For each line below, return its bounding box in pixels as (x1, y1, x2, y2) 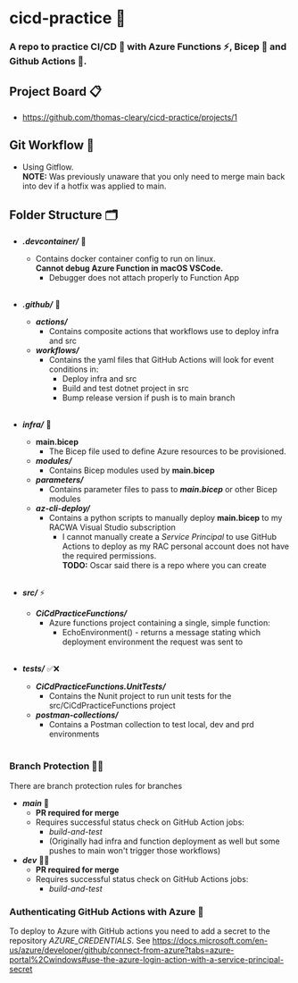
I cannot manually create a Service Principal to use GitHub (62, 531, 277, 542)
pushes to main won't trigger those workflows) (48, 844, 221, 856)
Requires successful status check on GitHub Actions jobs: (35, 873, 249, 884)
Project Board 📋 (9, 84, 103, 99)
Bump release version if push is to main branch (62, 392, 236, 403)
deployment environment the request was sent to (62, 636, 244, 647)
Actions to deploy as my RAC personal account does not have (62, 541, 290, 551)
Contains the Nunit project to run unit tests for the (48, 690, 232, 701)
